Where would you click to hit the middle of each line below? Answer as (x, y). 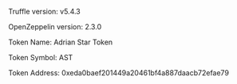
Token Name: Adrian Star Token (61, 42)
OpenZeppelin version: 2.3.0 (55, 27)
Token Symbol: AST (41, 57)
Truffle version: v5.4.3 (45, 11)
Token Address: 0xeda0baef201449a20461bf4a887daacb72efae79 (119, 73)
